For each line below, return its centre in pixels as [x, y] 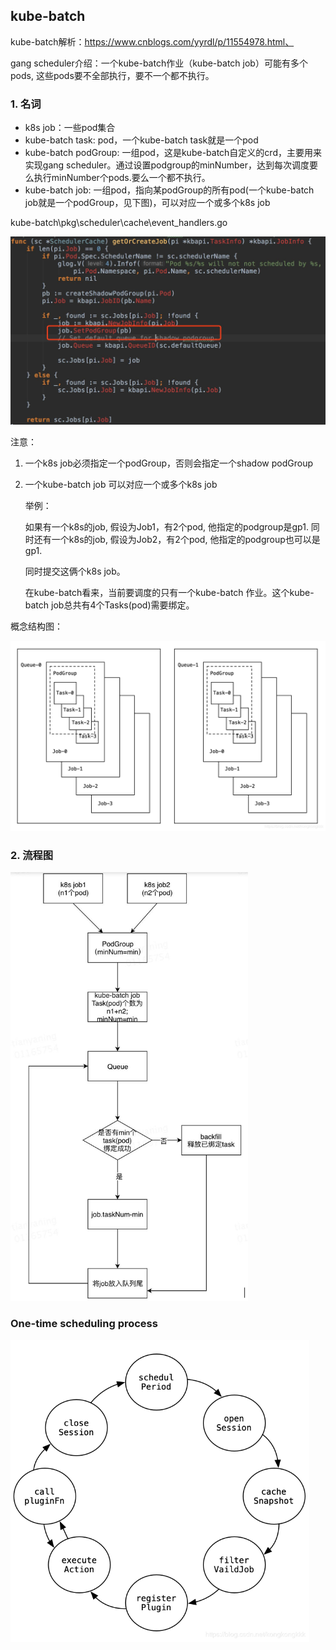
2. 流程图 [32, 855]
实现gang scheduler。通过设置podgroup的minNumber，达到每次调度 [167, 165]
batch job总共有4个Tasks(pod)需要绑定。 [109, 605]
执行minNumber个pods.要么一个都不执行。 [122, 178]
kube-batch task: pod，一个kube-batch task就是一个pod [141, 140]
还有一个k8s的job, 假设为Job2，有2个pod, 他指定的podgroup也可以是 [177, 539]
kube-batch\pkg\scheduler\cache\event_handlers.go [119, 223]
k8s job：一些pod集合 [70, 128]
